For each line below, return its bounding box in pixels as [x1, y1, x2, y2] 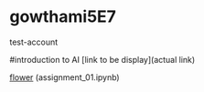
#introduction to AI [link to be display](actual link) [9, 54, 196, 65]
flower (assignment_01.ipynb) [9, 71, 121, 83]
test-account [9, 36, 59, 47]
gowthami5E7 [9, 6, 117, 27]
